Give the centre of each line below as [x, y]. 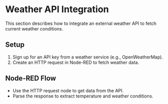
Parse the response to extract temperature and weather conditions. [83, 96]
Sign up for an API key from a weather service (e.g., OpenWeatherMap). [88, 57]
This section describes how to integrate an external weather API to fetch [81, 23]
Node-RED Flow [31, 78]
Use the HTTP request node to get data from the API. [68, 90]
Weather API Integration [57, 9]
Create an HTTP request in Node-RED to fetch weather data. [76, 62]
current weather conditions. [34, 28]
